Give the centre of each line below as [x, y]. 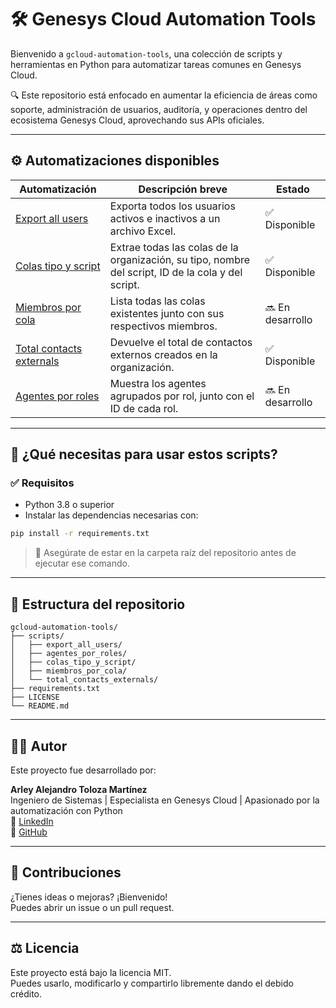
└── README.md [40, 706]
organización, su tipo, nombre [180, 259]
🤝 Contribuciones [66, 872]
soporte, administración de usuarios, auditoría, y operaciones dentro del [159, 109]
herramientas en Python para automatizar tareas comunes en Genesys [156, 64]
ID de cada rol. [144, 408]
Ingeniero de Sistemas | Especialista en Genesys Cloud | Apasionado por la [165, 800]
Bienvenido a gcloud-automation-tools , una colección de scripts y [146, 53]
